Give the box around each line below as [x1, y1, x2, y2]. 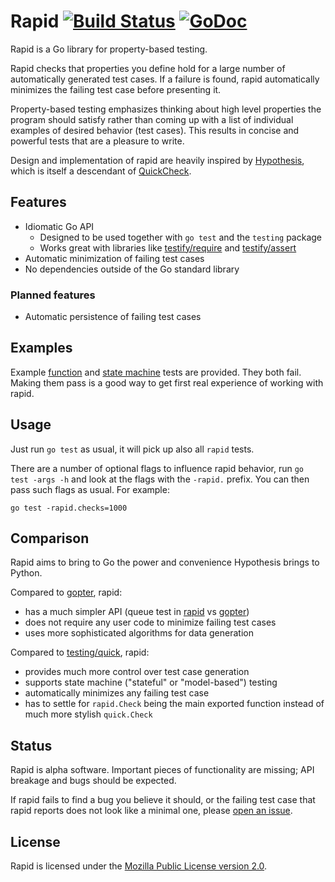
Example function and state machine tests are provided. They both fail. [10, 366, 302, 378]
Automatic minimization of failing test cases [24, 252, 205, 264]
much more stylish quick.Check [24, 708, 153, 720]
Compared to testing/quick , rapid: [10, 646, 150, 659]
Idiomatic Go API [24, 220, 95, 232]
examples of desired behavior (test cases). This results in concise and [10, 124, 300, 136]
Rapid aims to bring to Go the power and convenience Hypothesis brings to [10, 556, 320, 569]
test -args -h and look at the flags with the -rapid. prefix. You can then [10, 473, 310, 485]
